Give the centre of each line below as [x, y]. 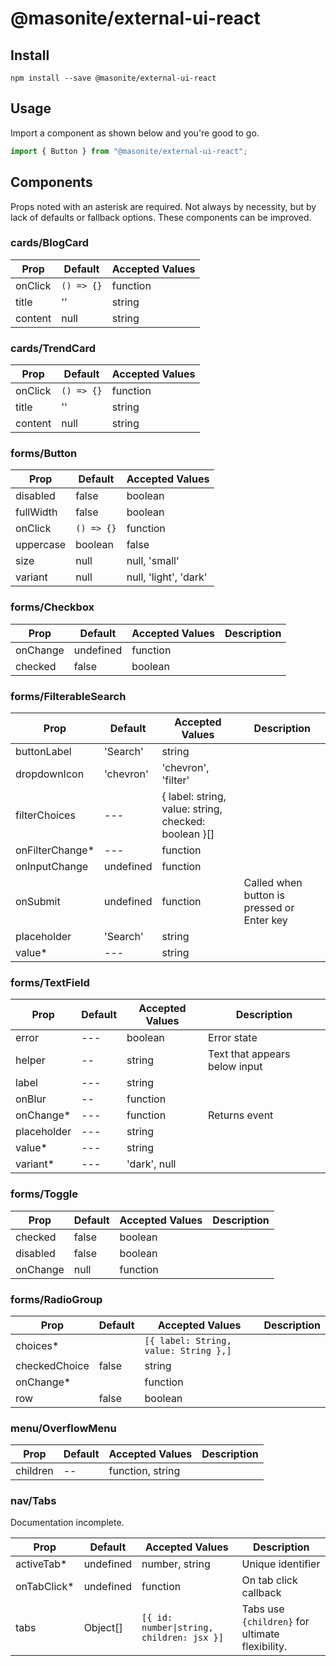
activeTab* [41, 1564]
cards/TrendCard [53, 348]
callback [261, 1593]
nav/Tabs [33, 1501]
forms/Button [44, 454]
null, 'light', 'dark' [167, 577]
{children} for [275, 1622]
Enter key [265, 920]
